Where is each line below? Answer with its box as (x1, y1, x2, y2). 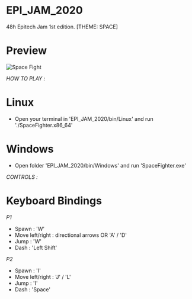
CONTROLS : (6, 173, 39, 181)
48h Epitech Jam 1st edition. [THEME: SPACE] (6, 23, 119, 30)
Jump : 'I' (14, 279, 38, 287)
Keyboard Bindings (6, 194, 103, 207)
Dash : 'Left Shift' (14, 244, 57, 251)
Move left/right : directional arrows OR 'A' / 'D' (14, 232, 127, 239)
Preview (6, 44, 47, 57)
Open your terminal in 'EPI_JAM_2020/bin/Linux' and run (14, 115, 153, 122)
